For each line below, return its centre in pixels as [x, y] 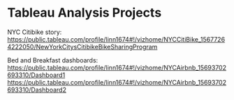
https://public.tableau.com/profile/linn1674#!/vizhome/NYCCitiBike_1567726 [116, 39]
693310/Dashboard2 [37, 90]
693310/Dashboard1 [36, 75]
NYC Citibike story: [35, 32]
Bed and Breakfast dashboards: [53, 60]
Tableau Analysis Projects [85, 13]
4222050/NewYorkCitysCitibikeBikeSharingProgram [82, 47]
